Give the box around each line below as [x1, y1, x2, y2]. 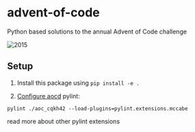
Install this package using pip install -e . [16, 79, 140, 87]
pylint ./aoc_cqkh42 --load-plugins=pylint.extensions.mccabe [7, 105, 188, 112]
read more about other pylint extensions [7, 117, 120, 125]
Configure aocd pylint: [16, 92, 80, 100]
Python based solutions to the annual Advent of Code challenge [7, 27, 187, 36]
